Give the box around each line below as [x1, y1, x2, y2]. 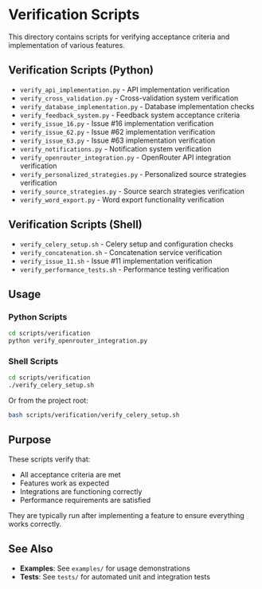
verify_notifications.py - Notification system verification [19, 143, 213, 153]
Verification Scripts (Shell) [8, 218, 143, 232]
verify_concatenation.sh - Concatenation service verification [19, 247, 223, 257]
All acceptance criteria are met [19, 469, 121, 479]
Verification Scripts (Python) [8, 64, 154, 77]
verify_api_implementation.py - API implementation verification [19, 84, 230, 94]
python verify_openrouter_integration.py [8, 337, 148, 345]
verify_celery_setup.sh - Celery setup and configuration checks [19, 239, 233, 249]
